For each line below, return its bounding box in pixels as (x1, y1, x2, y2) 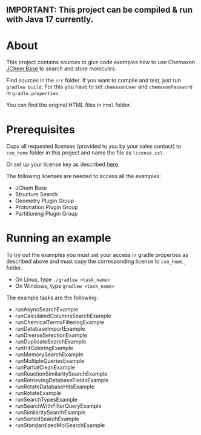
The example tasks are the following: (6, 294, 98, 302)
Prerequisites (6, 122, 76, 136)
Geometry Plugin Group (15, 197, 74, 205)
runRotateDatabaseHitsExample (15, 383, 95, 390)
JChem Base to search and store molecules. (6, 65, 117, 72)
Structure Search (15, 191, 58, 198)
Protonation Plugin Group (15, 204, 79, 211)
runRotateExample (15, 390, 62, 397)
